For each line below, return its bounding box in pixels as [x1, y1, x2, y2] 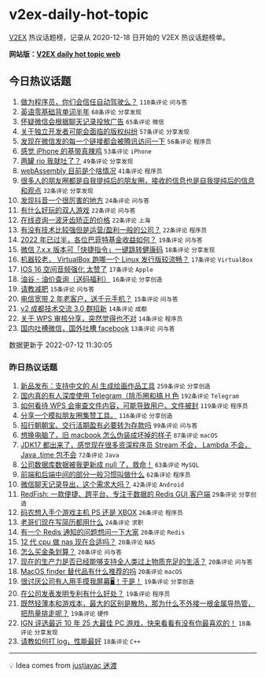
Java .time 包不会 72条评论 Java [20, 450, 120, 460]
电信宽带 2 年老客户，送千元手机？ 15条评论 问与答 [20, 294, 179, 303]
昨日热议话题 [9, 361, 58, 372]
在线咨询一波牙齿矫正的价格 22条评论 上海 [20, 215, 151, 224]
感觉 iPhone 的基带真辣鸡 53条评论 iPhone [20, 146, 152, 155]
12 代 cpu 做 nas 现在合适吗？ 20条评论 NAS [20, 537, 156, 546]
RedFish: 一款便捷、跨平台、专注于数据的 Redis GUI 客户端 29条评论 [20, 490, 237, 499]
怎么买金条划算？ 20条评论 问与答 [20, 547, 123, 557]
